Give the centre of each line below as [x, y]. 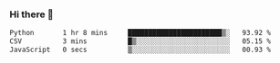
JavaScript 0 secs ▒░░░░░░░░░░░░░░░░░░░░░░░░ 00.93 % [140, 50]
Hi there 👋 [32, 14]
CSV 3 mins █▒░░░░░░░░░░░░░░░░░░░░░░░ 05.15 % [140, 41]
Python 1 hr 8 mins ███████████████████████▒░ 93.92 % [140, 33]
